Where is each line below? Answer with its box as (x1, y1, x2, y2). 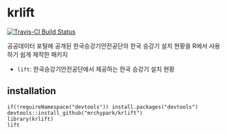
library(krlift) (7, 115, 54, 122)
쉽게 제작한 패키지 (19, 50, 68, 58)
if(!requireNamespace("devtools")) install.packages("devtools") (7, 103, 198, 111)
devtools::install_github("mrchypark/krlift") (7, 109, 143, 116)
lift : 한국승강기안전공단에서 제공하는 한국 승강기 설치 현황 (17, 65, 175, 73)
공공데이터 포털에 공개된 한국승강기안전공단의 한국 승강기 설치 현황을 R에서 (7, 41, 208, 49)
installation (7, 85, 56, 97)
